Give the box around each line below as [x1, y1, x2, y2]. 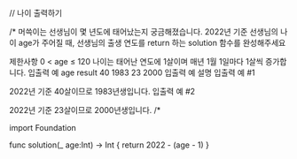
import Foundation [9, 123, 77, 132]
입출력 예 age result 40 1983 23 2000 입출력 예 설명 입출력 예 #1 [27, 67, 255, 78]
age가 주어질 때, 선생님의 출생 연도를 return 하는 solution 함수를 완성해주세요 [18, 38, 286, 48]
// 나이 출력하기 [9, 8, 63, 18]
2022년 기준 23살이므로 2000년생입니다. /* [9, 105, 161, 115]
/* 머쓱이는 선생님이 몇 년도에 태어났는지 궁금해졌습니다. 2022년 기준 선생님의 [9, 26, 279, 37]
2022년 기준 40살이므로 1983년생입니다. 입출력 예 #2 [9, 87, 196, 96]
